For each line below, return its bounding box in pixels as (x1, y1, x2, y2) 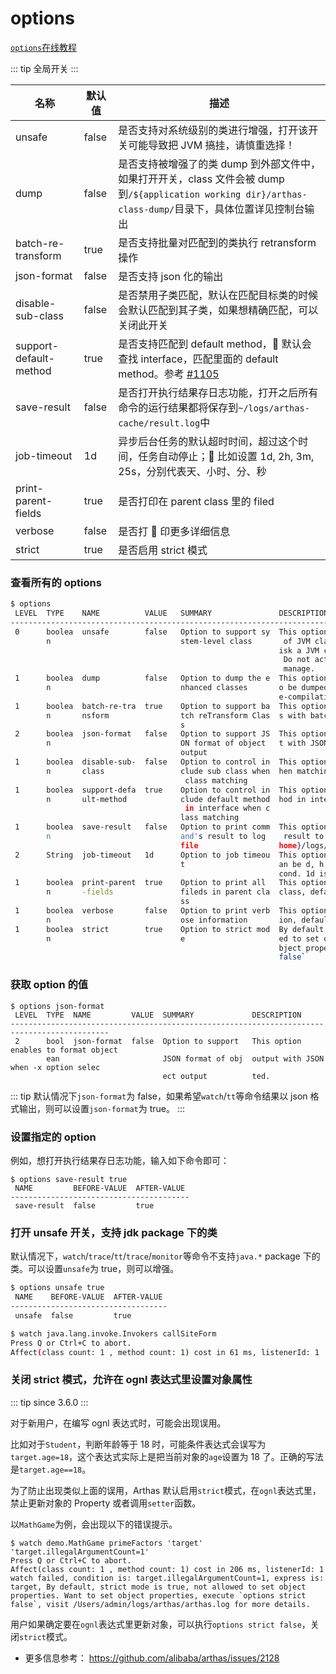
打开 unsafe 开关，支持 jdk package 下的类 (10, 1225, 218, 1239)
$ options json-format (10, 1001, 105, 1011)
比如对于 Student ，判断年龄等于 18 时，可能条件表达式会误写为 (10, 1438, 267, 1450)
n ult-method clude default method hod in (46, 794, 307, 804)
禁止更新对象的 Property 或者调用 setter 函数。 (10, 1497, 202, 1509)
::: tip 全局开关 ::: (10, 62, 79, 74)
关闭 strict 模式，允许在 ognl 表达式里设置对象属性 (10, 1373, 253, 1387)
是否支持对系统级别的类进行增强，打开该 (118, 123, 309, 137)
